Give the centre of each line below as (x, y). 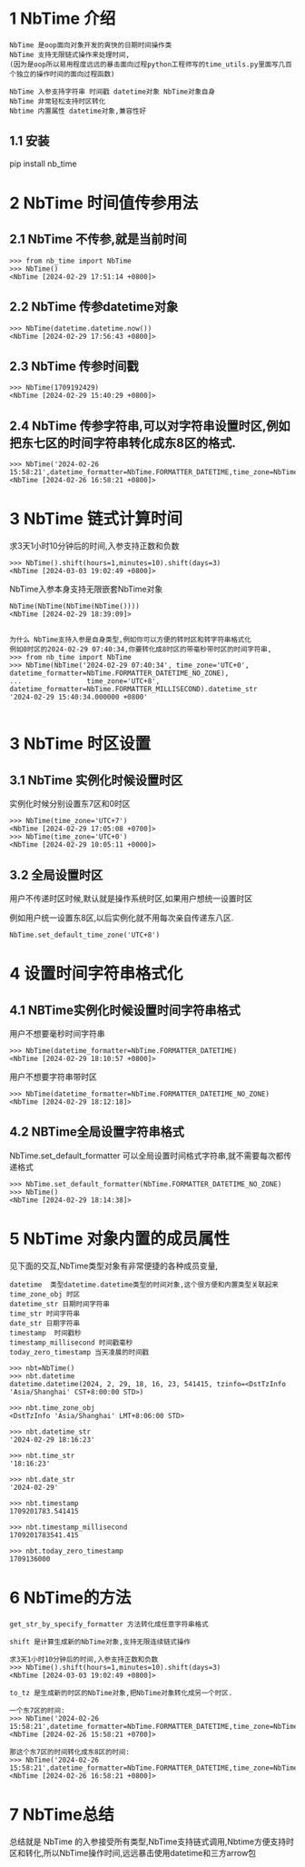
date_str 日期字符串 (44, 1323)
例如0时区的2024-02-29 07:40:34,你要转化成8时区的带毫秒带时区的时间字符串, (141, 650)
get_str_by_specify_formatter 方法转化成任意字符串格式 (109, 1624)
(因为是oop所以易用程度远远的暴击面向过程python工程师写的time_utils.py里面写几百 (151, 65)
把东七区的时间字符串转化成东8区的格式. (123, 443)
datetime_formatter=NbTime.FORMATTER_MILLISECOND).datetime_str (133, 690)
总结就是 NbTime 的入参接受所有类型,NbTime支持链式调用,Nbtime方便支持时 (152, 1842)
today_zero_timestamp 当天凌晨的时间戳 (79, 1352)
